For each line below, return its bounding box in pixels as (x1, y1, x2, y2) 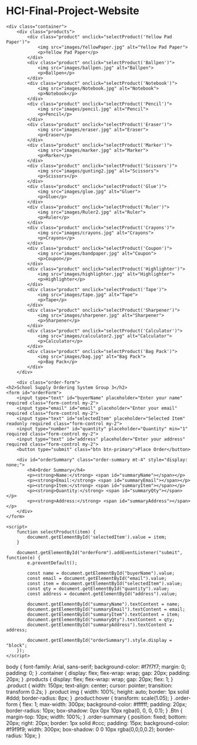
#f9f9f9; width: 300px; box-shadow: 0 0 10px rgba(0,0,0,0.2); (6, 726, 156, 733)
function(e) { (6, 555, 41, 561)
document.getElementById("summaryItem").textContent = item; (27, 611, 181, 617)
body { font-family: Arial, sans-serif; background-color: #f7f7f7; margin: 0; (6, 663, 186, 670)
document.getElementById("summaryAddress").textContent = (27, 622, 172, 628)
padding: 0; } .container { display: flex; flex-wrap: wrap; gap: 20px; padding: (6, 669, 191, 676)
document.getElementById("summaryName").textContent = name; (27, 601, 181, 607)
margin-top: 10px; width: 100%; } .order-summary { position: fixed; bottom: (6, 713, 187, 720)
